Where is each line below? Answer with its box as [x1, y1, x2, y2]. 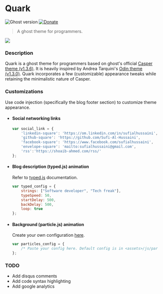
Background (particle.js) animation [12, 221, 84, 227]
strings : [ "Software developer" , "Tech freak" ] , [21, 188, 121, 193]
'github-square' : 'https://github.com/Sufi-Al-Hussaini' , [21, 135, 141, 140]
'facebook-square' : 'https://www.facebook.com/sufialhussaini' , [21, 140, 154, 145]
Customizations [5, 88, 44, 95]
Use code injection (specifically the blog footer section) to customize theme [5, 99, 157, 105]
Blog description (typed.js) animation [12, 163, 89, 170]
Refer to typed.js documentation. [12, 175, 78, 180]
